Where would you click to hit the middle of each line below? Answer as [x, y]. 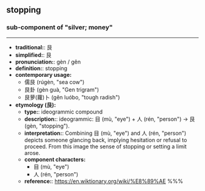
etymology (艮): [35, 105]
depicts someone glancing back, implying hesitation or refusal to [106, 140]
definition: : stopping [41, 68]
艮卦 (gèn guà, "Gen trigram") [62, 89]
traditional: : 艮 [34, 47]
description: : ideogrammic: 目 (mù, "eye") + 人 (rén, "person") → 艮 [110, 119]
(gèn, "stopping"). [47, 126]
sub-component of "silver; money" [59, 27]
